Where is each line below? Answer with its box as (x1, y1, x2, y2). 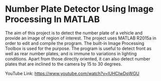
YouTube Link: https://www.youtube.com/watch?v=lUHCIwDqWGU (5, 70, 140, 76)
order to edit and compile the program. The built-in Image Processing (5, 40, 145, 46)
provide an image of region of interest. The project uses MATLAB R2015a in (5, 35, 157, 41)
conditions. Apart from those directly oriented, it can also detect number (5, 56, 150, 61)
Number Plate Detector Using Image (5, 3, 154, 15)
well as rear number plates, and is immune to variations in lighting (5, 50, 137, 57)
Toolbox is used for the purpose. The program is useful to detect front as (5, 45, 152, 51)
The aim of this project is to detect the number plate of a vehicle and (5, 30, 143, 36)
